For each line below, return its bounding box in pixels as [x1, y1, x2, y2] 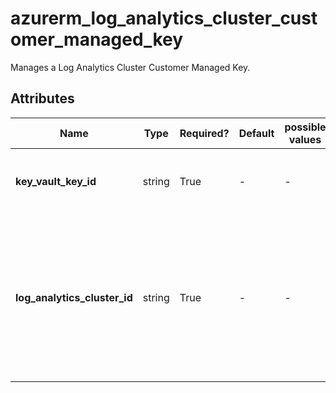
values [288, 132, 322, 146]
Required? [179, 126, 230, 140]
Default [238, 126, 275, 140]
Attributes [10, 90, 75, 107]
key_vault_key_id [15, 174, 97, 188]
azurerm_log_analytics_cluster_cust [10, 7, 318, 30]
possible [284, 120, 327, 134]
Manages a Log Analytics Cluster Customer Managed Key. [10, 61, 251, 73]
